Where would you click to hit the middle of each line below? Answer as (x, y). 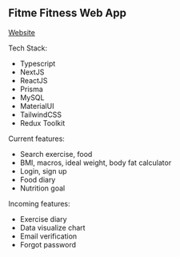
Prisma (32, 89)
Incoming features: (39, 203)
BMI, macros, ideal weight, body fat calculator (96, 163)
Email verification (48, 236)
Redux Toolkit (42, 122)
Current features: (37, 139)
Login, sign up (43, 171)
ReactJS (34, 80)
